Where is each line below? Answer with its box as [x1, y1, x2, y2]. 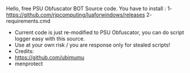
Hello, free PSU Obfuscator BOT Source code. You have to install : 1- [6, 5, 172, 12]
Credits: [14, 48, 34, 55]
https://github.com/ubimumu [14, 54, 85, 61]
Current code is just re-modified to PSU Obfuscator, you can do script [14, 29, 184, 36]
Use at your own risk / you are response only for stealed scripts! [14, 41, 171, 48]
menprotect [14, 60, 43, 67]
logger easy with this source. [14, 35, 85, 42]
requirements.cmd [6, 18, 51, 24]
